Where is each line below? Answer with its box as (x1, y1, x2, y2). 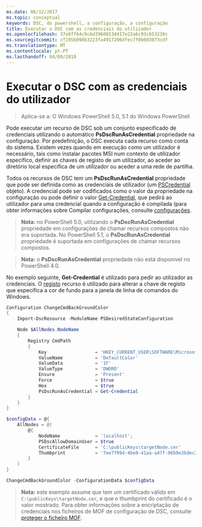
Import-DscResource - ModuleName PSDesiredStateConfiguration (17, 316, 173, 322)
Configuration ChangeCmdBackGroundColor (6, 304, 109, 311)
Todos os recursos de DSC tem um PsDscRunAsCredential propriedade (6, 174, 186, 182)
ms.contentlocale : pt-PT (6, 48, 69, 54)
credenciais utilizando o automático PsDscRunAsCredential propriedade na (6, 130, 195, 138)
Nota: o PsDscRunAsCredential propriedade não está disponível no (20, 255, 191, 263)
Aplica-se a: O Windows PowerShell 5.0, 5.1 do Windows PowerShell (20, 112, 191, 120)
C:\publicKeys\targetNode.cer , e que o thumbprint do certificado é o (20, 494, 192, 502)
